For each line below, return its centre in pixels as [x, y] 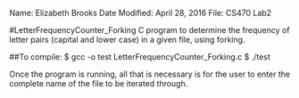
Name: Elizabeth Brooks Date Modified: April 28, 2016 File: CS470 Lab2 [141, 13]
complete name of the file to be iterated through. [99, 83]
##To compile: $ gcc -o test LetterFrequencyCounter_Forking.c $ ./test [140, 57]
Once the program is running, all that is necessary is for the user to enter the [150, 74]
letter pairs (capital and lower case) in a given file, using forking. [127, 40]
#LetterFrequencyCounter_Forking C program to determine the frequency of [149, 30]
